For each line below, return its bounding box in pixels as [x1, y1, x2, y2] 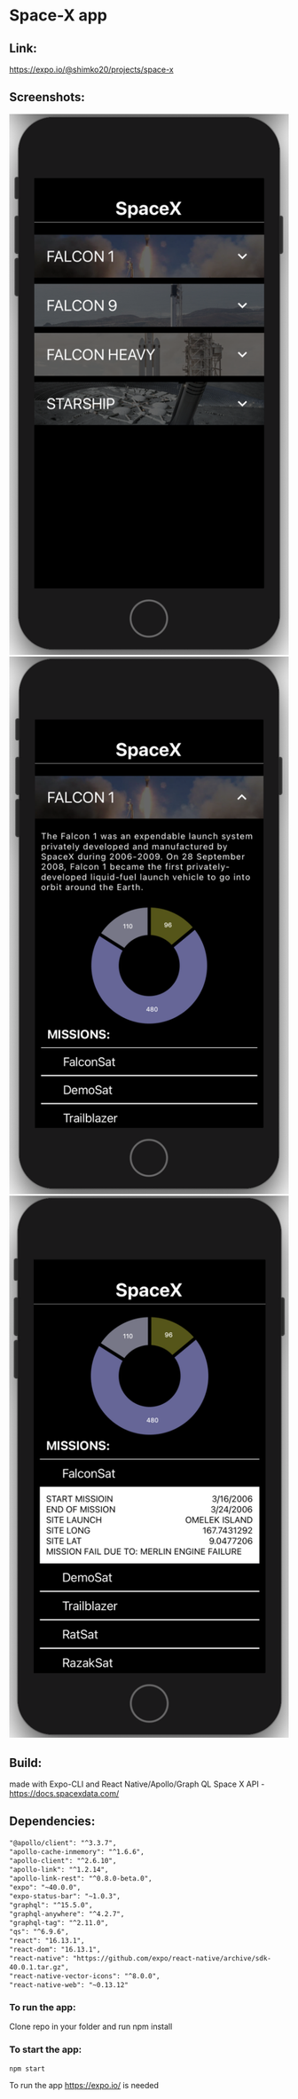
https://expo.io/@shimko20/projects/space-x [9, 64, 175, 75]
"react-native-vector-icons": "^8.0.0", [9, 1971, 161, 1980]
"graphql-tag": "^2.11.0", [9, 1918, 109, 1927]
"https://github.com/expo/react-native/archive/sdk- [72, 1953, 272, 1962]
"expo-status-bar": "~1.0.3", [9, 1891, 122, 1900]
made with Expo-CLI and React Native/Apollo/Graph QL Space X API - [9, 1779, 265, 1789]
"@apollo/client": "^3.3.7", [9, 1838, 117, 1847]
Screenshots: [9, 90, 86, 105]
